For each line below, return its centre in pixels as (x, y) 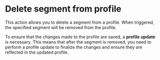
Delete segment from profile (63, 9)
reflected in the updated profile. (37, 52)
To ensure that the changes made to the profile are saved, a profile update (80, 37)
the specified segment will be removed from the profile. (61, 27)
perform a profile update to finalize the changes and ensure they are (74, 47)
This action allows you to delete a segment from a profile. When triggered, (80, 22)
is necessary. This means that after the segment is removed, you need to (78, 42)
